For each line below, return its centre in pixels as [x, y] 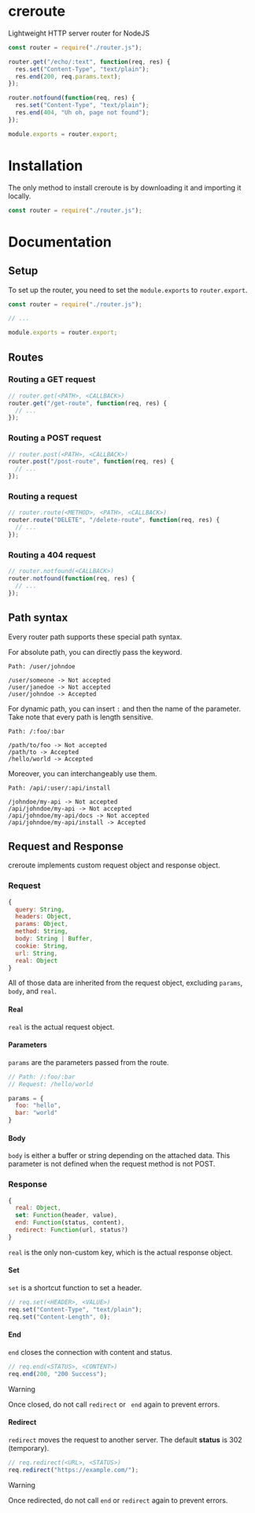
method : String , [42, 931]
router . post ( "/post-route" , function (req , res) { [91, 462]
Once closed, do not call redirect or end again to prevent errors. [114, 1404]
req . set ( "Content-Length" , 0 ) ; [59, 1317]
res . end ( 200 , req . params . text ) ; [68, 76]
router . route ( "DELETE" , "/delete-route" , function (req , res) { [114, 520]
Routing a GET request [52, 379]
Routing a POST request [55, 438]
